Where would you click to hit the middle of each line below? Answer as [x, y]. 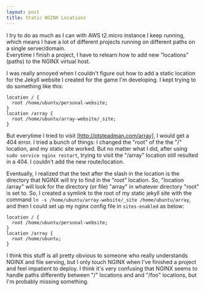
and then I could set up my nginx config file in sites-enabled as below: [95, 206]
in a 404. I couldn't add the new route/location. [65, 161]
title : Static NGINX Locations [46, 18]
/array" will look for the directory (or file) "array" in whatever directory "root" [103, 186]
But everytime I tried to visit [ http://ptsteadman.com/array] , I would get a [98, 135]
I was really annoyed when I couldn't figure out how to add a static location [101, 73]
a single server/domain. [36, 48]
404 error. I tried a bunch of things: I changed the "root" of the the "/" [94, 142]
